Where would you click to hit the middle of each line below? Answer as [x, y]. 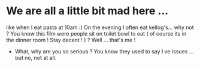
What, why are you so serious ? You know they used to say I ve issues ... [104, 51]
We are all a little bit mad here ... [87, 11]
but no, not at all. [36, 58]
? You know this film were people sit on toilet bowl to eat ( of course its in [96, 33]
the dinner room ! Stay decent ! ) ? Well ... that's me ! [71, 40]
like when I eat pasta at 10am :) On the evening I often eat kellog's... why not [100, 27]
